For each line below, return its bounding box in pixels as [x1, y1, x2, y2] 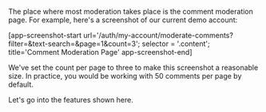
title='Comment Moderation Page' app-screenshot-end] [8, 48, 193, 56]
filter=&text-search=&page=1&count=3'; [8, 39, 141, 48]
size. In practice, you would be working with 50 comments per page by [8, 71, 242, 80]
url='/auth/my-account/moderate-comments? [83, 31, 234, 40]
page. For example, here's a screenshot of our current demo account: [8, 15, 238, 25]
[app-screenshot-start [8, 31, 82, 40]
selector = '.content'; [141, 39, 210, 48]
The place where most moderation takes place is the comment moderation [8, 7, 254, 16]
